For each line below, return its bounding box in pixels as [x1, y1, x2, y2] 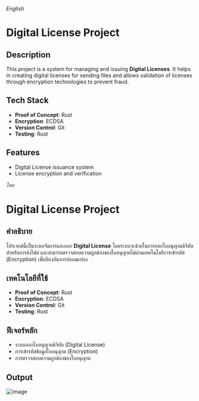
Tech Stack [6, 95, 49, 106]
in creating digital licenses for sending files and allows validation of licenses [6, 72, 192, 79]
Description [6, 50, 51, 60]
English [6, 5, 24, 12]
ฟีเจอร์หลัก [6, 325, 38, 335]
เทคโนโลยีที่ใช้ [6, 273, 48, 283]
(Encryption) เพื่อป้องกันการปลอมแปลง [6, 255, 88, 263]
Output [6, 372, 33, 383]
